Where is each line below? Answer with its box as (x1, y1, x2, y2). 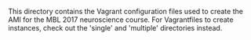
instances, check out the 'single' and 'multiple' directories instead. (8, 24, 223, 32)
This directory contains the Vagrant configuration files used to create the (8, 7, 243, 16)
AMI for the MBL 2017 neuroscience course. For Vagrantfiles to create (8, 15, 234, 24)
